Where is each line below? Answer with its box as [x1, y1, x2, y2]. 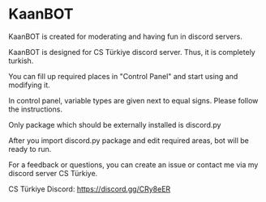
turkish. [8, 56, 34, 65]
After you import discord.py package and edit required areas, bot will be [8, 135, 249, 145]
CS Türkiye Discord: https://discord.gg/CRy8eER [8, 183, 171, 194]
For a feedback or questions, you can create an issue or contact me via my [8, 159, 259, 170]
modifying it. [8, 80, 50, 90]
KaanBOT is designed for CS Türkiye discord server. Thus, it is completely [8, 47, 255, 57]
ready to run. [8, 144, 52, 154]
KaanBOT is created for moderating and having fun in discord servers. [8, 32, 243, 41]
